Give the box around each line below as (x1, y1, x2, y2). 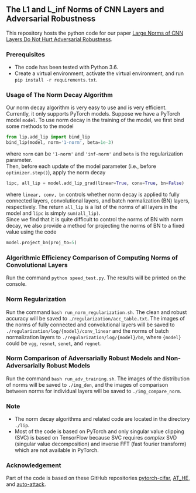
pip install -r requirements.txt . (14, 76, 98, 83)
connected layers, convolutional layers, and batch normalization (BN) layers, (6, 197, 190, 204)
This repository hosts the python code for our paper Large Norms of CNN (6, 29, 183, 36)
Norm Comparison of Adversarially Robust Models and (6, 354, 165, 363)
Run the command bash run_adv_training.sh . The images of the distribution (6, 375, 190, 382)
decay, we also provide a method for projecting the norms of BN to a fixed (6, 222, 185, 229)
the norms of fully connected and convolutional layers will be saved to (6, 321, 175, 328)
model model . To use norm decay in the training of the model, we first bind (6, 117, 184, 124)
